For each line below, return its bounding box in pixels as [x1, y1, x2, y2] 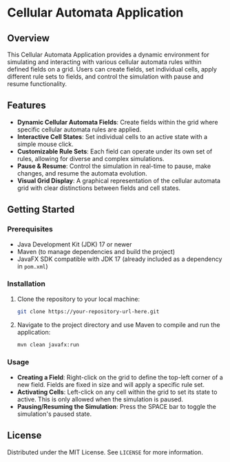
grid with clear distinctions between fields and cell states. [17, 184, 181, 192]
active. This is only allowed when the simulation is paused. [17, 395, 184, 403]
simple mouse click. [17, 140, 74, 148]
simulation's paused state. [17, 410, 92, 418]
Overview [7, 32, 50, 44]
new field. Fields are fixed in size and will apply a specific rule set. [17, 380, 205, 388]
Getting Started [7, 204, 75, 216]
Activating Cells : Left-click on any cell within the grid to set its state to [17, 388, 218, 396]
